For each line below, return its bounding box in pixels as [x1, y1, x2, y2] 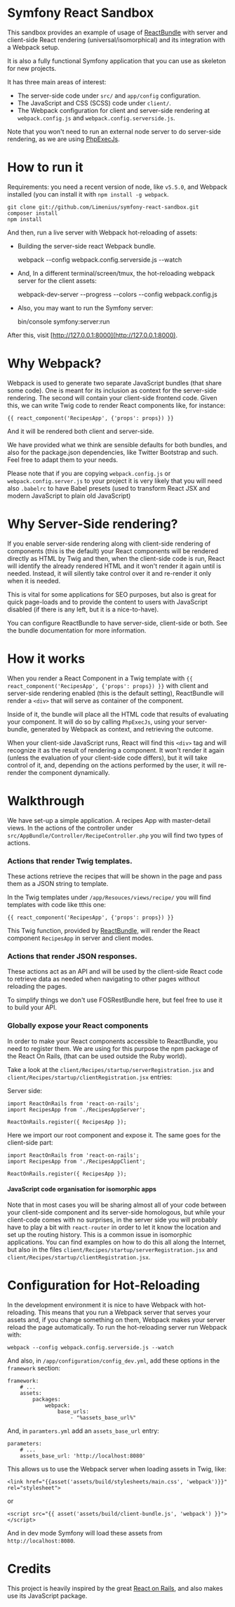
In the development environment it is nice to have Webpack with [7, 1300, 193, 1309]
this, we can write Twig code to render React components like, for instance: [7, 401, 226, 409]
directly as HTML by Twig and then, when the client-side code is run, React [7, 554, 225, 562]
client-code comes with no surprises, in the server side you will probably [7, 1215, 218, 1224]
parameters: [7, 1440, 42, 1447]
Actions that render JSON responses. [7, 951, 137, 961]
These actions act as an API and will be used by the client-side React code [7, 967, 223, 976]
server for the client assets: [17, 276, 97, 285]
